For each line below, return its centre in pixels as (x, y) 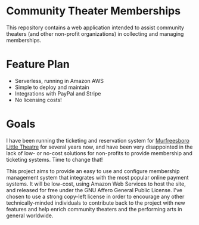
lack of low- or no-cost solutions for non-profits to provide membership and (99, 153)
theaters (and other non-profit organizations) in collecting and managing (95, 33)
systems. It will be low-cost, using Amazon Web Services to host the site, (96, 184)
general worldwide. (30, 215)
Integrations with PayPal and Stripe (58, 93)
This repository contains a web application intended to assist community (95, 27)
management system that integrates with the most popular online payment (97, 177)
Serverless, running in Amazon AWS (59, 81)
